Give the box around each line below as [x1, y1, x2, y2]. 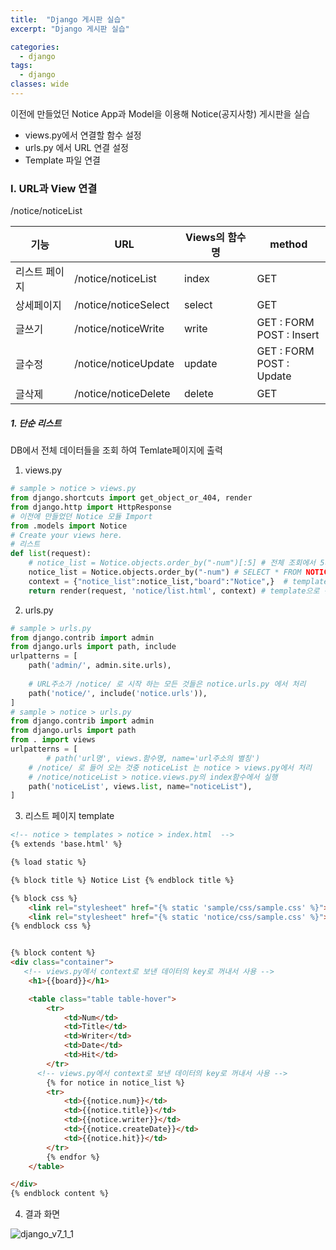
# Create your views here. [10, 530, 123, 540]
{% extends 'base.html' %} [10, 839, 123, 850]
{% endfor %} [46, 1152, 101, 1162]
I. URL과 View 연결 [10, 181, 98, 195]
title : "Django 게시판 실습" [10, 14, 126, 25]
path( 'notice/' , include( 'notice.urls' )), [28, 688, 208, 698]
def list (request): [10, 549, 92, 559]
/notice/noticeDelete [74, 387, 171, 401]
